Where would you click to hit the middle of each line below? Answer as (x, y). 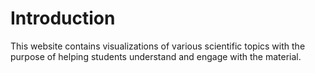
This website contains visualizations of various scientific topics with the (158, 46)
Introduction (63, 18)
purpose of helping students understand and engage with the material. (156, 56)
